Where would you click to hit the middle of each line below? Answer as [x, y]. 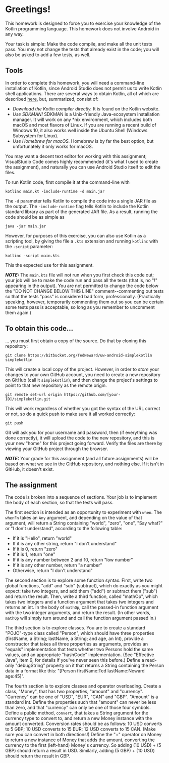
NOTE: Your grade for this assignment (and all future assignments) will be [82, 458]
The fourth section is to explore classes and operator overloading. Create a [83, 686]
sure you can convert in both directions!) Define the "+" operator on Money [83, 735]
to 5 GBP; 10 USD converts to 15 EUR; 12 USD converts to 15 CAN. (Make [80, 729]
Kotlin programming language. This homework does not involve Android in [82, 28]
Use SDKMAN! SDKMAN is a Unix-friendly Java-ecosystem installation [86, 114]
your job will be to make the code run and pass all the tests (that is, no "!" [81, 280]
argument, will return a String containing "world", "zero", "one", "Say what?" [84, 523]
